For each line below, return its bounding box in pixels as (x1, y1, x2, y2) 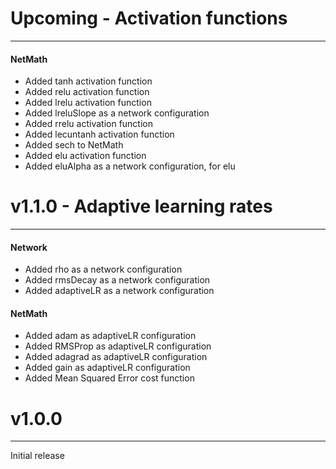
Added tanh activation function (24, 75, 153, 87)
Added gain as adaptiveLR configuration (24, 362, 191, 374)
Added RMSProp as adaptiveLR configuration (24, 340, 212, 352)
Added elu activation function (24, 150, 147, 162)
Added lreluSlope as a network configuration (24, 107, 210, 119)
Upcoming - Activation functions (10, 7, 288, 30)
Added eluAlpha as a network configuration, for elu (24, 160, 236, 172)
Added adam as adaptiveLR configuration (24, 330, 197, 342)
